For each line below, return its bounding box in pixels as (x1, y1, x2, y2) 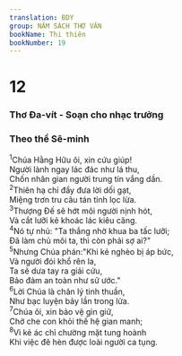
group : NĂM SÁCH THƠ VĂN (9, 22, 102, 30)
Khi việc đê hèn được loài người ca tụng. (9, 336, 159, 347)
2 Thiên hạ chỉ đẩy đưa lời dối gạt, (9, 183, 132, 195)
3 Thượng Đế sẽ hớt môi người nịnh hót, (9, 204, 153, 216)
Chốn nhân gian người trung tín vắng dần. (9, 174, 163, 185)
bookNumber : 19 (9, 38, 66, 48)
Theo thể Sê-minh (9, 133, 90, 145)
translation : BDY (9, 13, 74, 22)
